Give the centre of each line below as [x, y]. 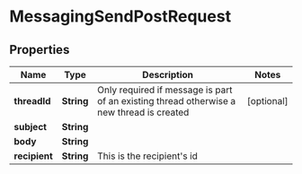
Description [168, 75]
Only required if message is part [165, 90]
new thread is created [143, 112]
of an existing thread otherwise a [167, 101]
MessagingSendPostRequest [120, 17]
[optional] [267, 101]
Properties [40, 50]
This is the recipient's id [147, 156]
